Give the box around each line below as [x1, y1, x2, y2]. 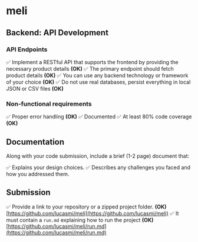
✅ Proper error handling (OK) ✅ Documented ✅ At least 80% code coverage [6, 113, 192, 120]
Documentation [6, 137, 65, 147]
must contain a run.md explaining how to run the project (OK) [6, 216, 154, 223]
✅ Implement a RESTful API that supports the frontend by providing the [6, 58, 179, 65]
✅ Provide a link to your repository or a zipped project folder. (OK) [6, 203, 167, 210]
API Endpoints [6, 45, 48, 54]
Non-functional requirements [6, 100, 93, 108]
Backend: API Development [6, 28, 109, 38]
